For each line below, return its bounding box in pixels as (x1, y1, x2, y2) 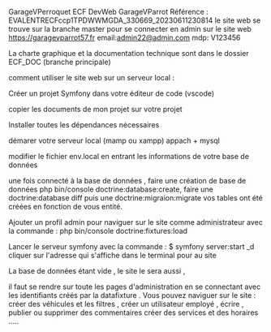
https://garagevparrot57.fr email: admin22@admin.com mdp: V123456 (8, 32, 241, 42)
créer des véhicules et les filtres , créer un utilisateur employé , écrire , (8, 300, 244, 308)
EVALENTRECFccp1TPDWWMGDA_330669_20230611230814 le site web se (8, 15, 261, 25)
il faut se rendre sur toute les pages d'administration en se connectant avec (8, 282, 261, 291)
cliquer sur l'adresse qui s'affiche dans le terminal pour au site (8, 251, 217, 260)
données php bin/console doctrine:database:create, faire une (8, 184, 213, 194)
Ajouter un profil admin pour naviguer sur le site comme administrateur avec (8, 218, 264, 226)
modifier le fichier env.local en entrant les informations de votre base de (8, 152, 250, 161)
